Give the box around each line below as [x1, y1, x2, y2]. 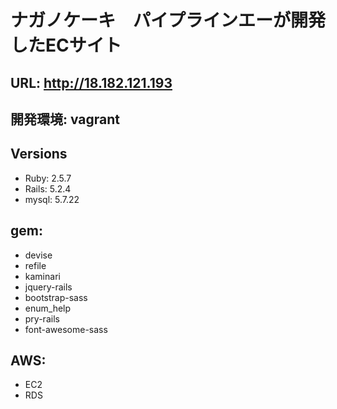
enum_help [24, 302, 72, 314]
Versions [10, 146, 68, 163]
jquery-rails [24, 281, 73, 293]
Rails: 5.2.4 [24, 182, 72, 195]
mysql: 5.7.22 [24, 193, 80, 205]
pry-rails [24, 312, 60, 325]
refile [24, 259, 47, 271]
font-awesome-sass [24, 323, 108, 335]
